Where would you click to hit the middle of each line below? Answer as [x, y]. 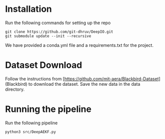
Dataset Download [44, 65]
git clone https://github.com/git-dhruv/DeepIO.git [59, 32]
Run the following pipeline [32, 123]
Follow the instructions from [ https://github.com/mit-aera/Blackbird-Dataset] [83, 79]
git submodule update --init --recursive [48, 36]
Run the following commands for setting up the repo [58, 23]
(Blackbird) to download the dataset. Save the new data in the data [73, 84]
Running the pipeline [48, 109]
